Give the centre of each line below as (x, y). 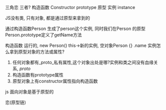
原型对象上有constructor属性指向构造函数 (55, 81)
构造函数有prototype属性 (38, 75)
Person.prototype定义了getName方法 (43, 35)
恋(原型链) (16, 102)
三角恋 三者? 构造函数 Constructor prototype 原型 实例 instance (70, 7)
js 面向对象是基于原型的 (29, 92)
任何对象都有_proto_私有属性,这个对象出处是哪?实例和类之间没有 (78, 62)
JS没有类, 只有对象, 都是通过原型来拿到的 (47, 18)
